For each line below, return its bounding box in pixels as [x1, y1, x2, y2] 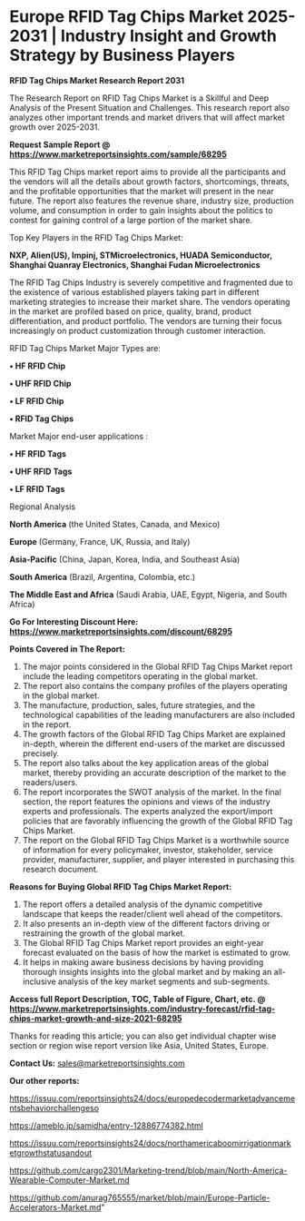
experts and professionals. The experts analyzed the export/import [22, 805, 273, 816]
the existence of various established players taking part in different [9, 286, 261, 297]
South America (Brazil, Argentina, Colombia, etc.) [9, 571, 196, 582]
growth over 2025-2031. [9, 121, 101, 133]
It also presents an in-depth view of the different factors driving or [22, 918, 271, 929]
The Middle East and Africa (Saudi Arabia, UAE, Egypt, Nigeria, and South [9, 588, 288, 600]
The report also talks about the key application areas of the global [22, 757, 270, 768]
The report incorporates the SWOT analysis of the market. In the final [22, 786, 281, 797]
